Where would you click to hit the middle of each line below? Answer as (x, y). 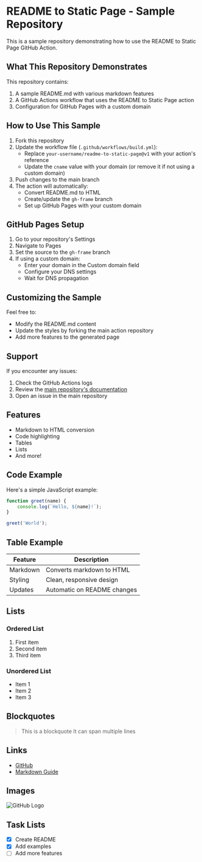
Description (91, 559)
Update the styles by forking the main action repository (84, 331)
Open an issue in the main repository (61, 396)
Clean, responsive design (82, 580)
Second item (31, 649)
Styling (19, 580)
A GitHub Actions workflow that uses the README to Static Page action (105, 100)
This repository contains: (37, 81)
